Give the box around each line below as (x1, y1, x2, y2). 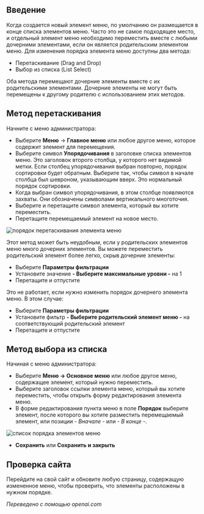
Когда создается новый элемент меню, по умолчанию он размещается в (6, 21, 199, 28)
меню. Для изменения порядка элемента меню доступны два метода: (6, 47, 191, 55)
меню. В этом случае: (6, 294, 64, 302)
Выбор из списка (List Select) (15, 66, 92, 73)
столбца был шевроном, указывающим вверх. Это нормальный (15, 175, 182, 183)
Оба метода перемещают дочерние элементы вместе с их (6, 77, 161, 85)
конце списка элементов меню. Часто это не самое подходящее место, (6, 28, 195, 35)
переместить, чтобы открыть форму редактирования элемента (15, 392, 182, 399)
